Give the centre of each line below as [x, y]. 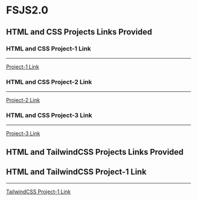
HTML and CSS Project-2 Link [49, 81]
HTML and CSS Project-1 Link [49, 49]
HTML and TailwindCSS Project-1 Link [76, 172]
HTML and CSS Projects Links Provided [79, 32]
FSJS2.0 [27, 10]
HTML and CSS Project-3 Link [49, 115]
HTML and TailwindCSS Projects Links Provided [95, 152]
